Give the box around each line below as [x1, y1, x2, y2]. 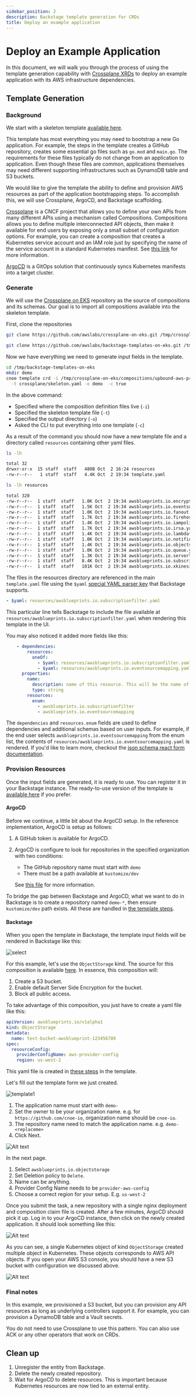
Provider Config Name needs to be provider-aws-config [14, 1184, 149, 1191]
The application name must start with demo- [14, 1102, 118, 1109]
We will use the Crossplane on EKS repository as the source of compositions [6, 297, 190, 304]
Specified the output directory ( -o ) [14, 415, 97, 422]
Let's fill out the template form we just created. [6, 1079, 118, 1086]
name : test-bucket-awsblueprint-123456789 [11, 1035, 116, 1042]
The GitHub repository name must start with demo [23, 864, 141, 871]
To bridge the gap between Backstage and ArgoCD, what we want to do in [6, 892, 185, 899]
